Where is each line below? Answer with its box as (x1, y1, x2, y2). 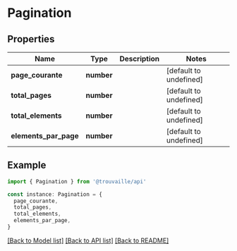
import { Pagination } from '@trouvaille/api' (7, 178, 147, 185)
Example (7, 159, 47, 171)
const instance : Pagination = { (7, 190, 102, 198)
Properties (7, 33, 55, 45)
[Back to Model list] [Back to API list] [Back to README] (7, 236, 169, 245)
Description (119, 54, 160, 63)
